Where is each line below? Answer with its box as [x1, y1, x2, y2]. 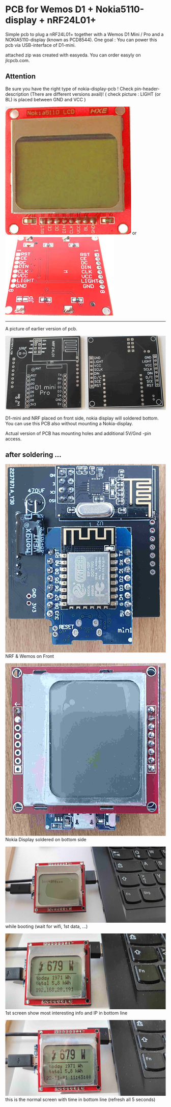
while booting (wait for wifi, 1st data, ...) [5, 923, 88, 929]
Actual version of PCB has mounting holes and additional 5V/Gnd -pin [5, 430, 151, 436]
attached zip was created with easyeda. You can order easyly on [5, 52, 141, 58]
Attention [5, 72, 36, 81]
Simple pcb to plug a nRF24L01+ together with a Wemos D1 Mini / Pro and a [5, 31, 164, 37]
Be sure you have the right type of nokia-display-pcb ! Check [5, 86, 134, 92]
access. [5, 435, 22, 441]
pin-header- [134, 86, 160, 92]
